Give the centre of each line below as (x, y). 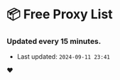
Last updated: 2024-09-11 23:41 (64, 57)
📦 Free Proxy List (60, 15)
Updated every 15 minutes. (54, 42)
